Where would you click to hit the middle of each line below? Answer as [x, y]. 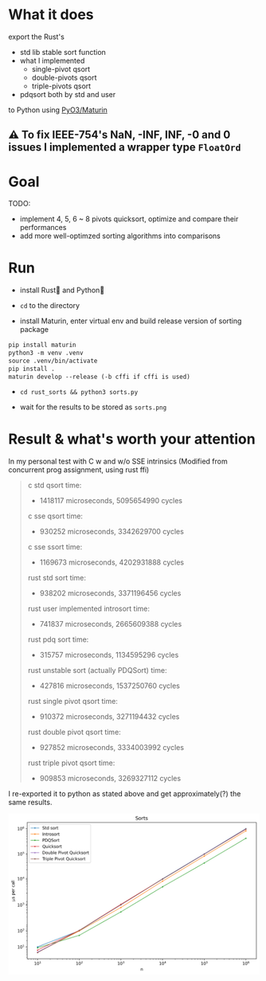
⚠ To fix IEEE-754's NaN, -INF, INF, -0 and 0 [119, 135]
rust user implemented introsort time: [88, 609]
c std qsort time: [55, 485]
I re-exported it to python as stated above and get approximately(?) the [125, 794]
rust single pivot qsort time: [72, 702]
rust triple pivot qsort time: [71, 763]
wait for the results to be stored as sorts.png [93, 407]
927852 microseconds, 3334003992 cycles [112, 748]
